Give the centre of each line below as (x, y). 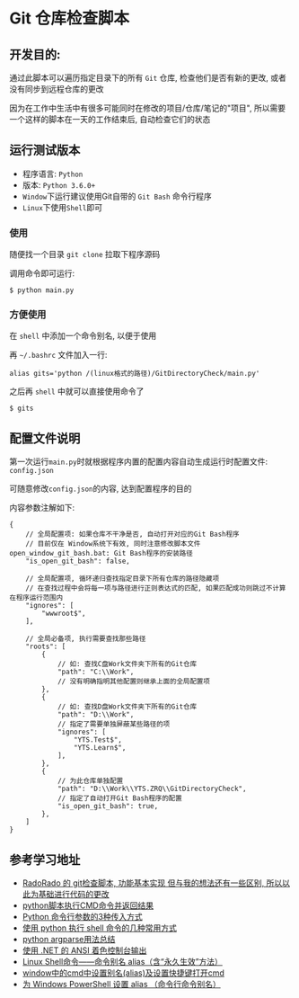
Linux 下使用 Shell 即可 (62, 207)
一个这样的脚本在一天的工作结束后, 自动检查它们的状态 (110, 119)
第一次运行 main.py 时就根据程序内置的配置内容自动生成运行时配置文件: (139, 462)
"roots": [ (46, 647)
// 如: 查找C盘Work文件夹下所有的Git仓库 (127, 664)
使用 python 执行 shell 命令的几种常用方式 (100, 928)
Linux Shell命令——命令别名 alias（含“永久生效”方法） (122, 962)
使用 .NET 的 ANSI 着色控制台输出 (84, 950)
